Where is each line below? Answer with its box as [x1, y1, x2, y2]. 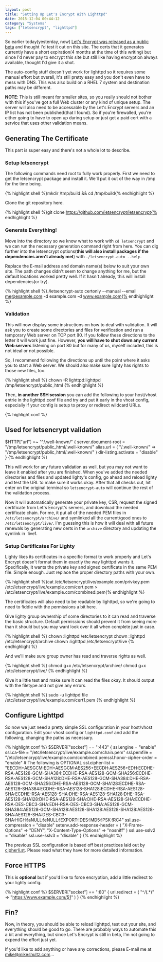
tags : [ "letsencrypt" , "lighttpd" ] [5, 25, 77, 30]
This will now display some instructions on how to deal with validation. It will [5, 321, 157, 328]
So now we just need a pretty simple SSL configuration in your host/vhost [5, 724, 152, 730]
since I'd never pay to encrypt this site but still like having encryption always [5, 54, 158, 60]
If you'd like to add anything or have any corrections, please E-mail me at [5, 946, 152, 952]
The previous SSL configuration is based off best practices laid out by [5, 842, 145, 848]
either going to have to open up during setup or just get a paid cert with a [5, 115, 152, 121]
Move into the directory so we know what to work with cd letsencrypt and [5, 238, 154, 244]
